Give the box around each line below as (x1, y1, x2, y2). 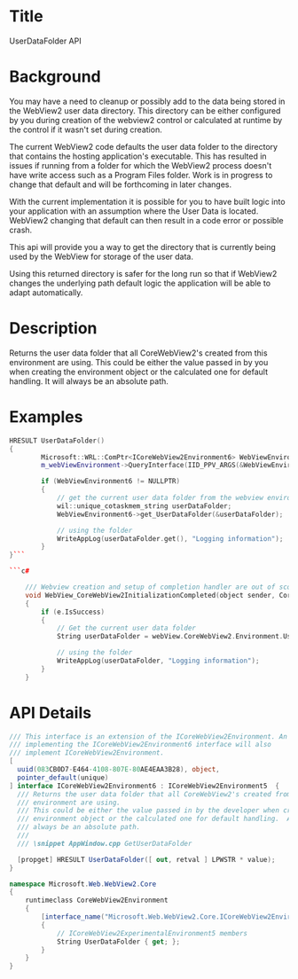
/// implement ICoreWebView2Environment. (9, 748, 165, 757)
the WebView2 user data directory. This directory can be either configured (9, 105, 281, 116)
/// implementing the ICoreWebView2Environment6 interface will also (9, 740, 272, 749)
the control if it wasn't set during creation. (9, 124, 162, 135)
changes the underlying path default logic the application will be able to (9, 278, 271, 288)
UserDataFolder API (9, 35, 82, 46)
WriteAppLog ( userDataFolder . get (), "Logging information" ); (56, 534, 284, 543)
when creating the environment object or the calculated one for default (9, 366, 269, 377)
